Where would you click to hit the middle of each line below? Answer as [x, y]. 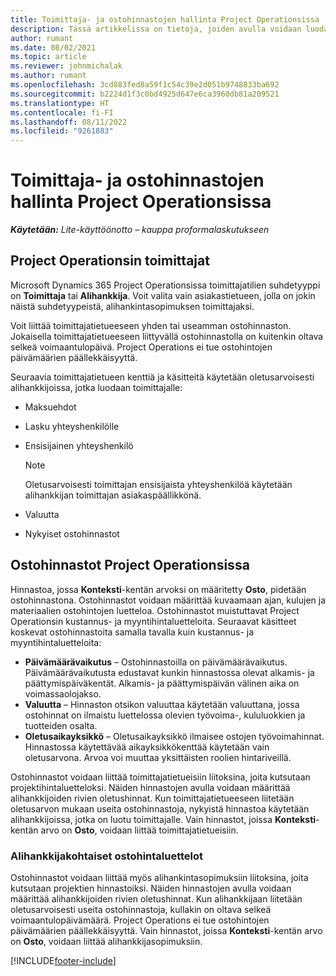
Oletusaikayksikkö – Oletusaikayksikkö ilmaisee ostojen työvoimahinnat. [174, 736]
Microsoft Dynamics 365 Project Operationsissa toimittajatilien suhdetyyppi [165, 285]
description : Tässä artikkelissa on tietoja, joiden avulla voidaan [156, 29]
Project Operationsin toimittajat [110, 261]
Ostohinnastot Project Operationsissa [130, 565]
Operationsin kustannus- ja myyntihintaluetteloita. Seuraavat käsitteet [153, 621]
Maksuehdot [50, 407]
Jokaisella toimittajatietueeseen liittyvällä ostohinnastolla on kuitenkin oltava [167, 336]
